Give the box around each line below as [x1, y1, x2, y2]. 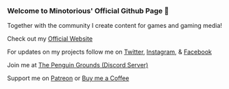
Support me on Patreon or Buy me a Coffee [7, 74, 130, 82]
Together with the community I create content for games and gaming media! [7, 22, 223, 30]
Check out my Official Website [7, 35, 93, 43]
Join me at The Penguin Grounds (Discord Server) [7, 61, 149, 69]
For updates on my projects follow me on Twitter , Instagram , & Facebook [7, 48, 213, 56]
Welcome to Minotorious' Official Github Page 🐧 [7, 6, 169, 16]
